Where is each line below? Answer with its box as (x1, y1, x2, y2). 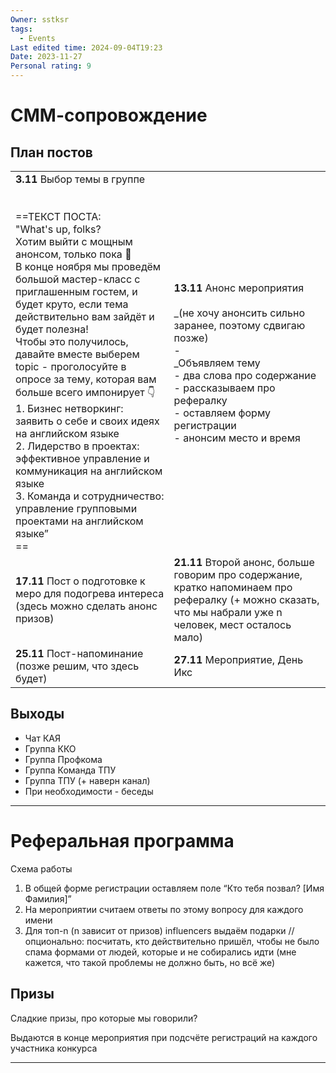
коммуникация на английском (15, 464, 163, 478)
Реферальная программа (10, 830, 235, 852)
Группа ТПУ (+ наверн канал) (24, 774, 151, 786)
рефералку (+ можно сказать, (173, 593, 320, 606)
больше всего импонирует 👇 (15, 386, 156, 399)
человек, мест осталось (173, 618, 292, 631)
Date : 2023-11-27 (10, 52, 83, 62)
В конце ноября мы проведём (15, 260, 162, 273)
